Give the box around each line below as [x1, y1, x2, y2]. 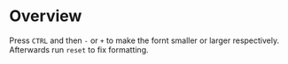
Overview [9, 6, 82, 26]
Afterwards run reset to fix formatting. [9, 44, 149, 54]
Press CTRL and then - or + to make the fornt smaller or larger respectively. [9, 35, 280, 46]
